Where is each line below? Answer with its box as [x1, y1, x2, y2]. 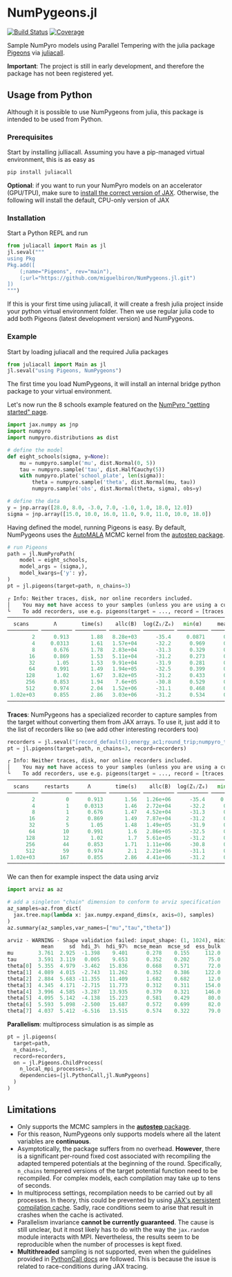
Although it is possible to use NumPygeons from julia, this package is [7, 107, 204, 116]
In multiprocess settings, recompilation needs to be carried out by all [17, 1188, 213, 1197]
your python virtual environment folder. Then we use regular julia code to [7, 307, 215, 315]
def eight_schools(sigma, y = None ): [7, 453, 110, 460]
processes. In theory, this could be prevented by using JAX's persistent [17, 1195, 221, 1204]
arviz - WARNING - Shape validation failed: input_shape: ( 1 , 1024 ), [7, 937, 212, 944]
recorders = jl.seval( [7, 738, 72, 745]
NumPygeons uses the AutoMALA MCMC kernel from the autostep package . [7, 531, 225, 539]
